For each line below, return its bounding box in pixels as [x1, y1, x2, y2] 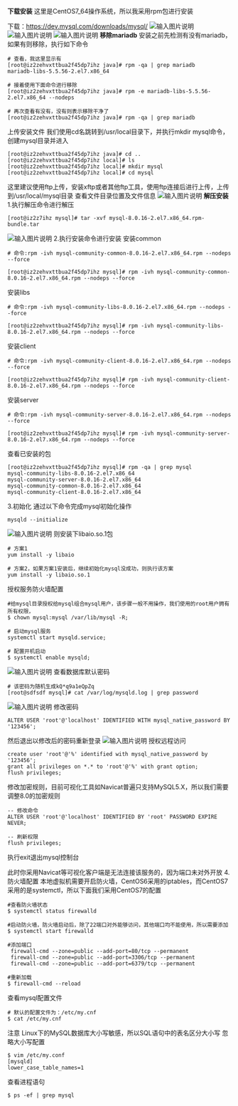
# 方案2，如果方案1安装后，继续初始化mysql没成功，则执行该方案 [7, 565, 174, 572]
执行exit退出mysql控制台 [7, 853, 80, 861]
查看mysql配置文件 [7, 994, 63, 1002]
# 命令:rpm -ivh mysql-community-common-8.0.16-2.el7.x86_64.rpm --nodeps [7, 250, 232, 257]
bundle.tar [7, 221, 40, 228]
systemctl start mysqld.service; [7, 634, 107, 641]
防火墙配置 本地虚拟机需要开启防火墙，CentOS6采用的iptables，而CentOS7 [7, 877, 229, 885]
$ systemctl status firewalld [7, 907, 97, 915]
